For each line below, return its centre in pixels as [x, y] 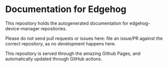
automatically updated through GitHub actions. [54, 58]
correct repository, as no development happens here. [61, 43]
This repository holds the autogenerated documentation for [67, 23]
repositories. [54, 28]
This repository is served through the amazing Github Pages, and [73, 53]
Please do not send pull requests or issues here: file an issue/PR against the [84, 38]
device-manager [22, 28]
